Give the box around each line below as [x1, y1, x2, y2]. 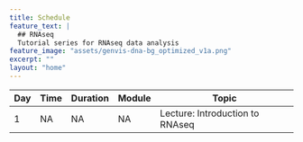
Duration [70, 92, 110, 104]
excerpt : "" [9, 55, 54, 64]
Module [117, 92, 151, 104]
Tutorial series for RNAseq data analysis [17, 38, 179, 48]
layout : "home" [9, 64, 67, 73]
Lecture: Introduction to [160, 107, 260, 120]
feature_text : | [9, 22, 70, 31]
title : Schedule [9, 13, 70, 22]
